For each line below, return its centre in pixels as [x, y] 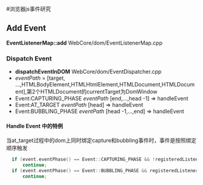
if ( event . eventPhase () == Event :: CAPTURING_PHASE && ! [83, 160]
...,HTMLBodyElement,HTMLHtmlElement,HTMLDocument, [88, 85]
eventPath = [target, [40, 78]
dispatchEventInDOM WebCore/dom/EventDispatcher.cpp [88, 72]
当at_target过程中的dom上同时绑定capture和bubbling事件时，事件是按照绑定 [101, 140]
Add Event [26, 28]
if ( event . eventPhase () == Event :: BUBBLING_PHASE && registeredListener [105, 171]
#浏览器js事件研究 [29, 9]
